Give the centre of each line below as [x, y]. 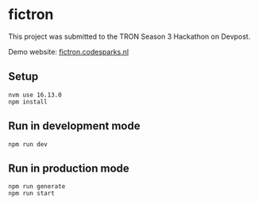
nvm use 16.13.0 [35, 95]
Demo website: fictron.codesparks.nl [69, 51]
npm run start [32, 194]
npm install [28, 102]
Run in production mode [69, 168]
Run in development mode [74, 126]
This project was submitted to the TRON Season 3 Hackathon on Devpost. [129, 36]
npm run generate [37, 187]
